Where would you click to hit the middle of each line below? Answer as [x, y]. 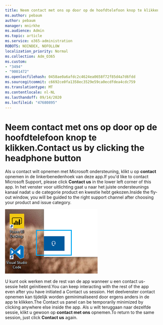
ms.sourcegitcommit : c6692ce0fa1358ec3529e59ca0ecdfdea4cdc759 [70, 82]
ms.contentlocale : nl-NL [30, 92]
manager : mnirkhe [23, 26]
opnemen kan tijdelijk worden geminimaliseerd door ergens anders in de [77, 297]
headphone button [43, 158]
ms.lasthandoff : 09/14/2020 [33, 97]
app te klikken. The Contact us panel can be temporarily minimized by [74, 302]
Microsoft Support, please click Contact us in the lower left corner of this [78, 182]
